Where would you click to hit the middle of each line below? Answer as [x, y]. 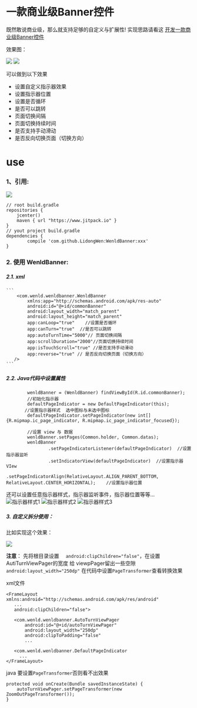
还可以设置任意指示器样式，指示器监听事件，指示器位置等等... [81, 494]
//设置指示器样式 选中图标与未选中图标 [67, 410]
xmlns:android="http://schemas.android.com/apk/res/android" [83, 600]
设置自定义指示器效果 [40, 87]
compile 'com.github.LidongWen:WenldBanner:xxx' [88, 241]
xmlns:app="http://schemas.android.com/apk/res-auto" [94, 301]
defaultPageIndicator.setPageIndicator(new [81, 416]
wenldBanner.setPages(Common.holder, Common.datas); [93, 437]
